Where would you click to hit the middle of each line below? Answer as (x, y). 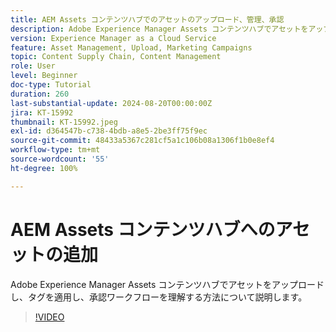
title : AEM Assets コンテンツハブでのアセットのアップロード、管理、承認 (147, 19)
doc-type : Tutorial (51, 85)
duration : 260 (40, 94)
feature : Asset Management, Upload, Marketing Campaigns (131, 47)
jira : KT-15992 (42, 112)
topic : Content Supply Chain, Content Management (116, 57)
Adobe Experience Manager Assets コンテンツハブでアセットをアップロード (167, 284)
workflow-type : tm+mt (55, 150)
